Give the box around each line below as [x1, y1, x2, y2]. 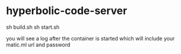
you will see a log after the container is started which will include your [6, 35, 175, 42]
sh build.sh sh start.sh [6, 23, 60, 31]
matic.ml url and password [6, 41, 71, 48]
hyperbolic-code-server [6, 4, 128, 18]
